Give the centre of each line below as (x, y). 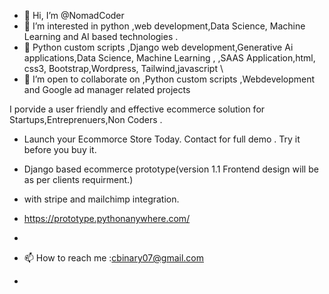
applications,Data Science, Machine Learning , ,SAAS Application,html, (169, 58)
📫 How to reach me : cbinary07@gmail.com (113, 258)
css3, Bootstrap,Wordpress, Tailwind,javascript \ (123, 68)
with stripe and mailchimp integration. (101, 199)
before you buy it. (60, 149)
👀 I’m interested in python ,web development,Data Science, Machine (164, 26)
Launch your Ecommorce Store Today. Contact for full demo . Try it (162, 139)
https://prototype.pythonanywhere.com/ (107, 218)
